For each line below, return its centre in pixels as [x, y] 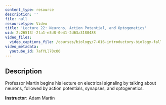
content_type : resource [30, 10]
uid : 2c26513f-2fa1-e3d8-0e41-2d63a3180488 [51, 33]
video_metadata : [22, 47]
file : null [16, 19]
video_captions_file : [32, 42]
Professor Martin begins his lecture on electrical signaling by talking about [81, 83]
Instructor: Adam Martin [30, 98]
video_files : [19, 38]
